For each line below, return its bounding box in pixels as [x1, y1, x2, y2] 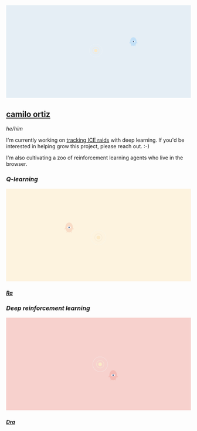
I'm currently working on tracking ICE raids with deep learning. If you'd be [6, 136, 185, 143]
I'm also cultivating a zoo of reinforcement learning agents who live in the [6, 154, 184, 161]
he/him [6, 125, 23, 132]
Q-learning [6, 175, 38, 183]
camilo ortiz [6, 109, 51, 119]
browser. [6, 160, 28, 167]
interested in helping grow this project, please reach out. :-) [6, 142, 150, 149]
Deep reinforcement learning [6, 304, 90, 312]
